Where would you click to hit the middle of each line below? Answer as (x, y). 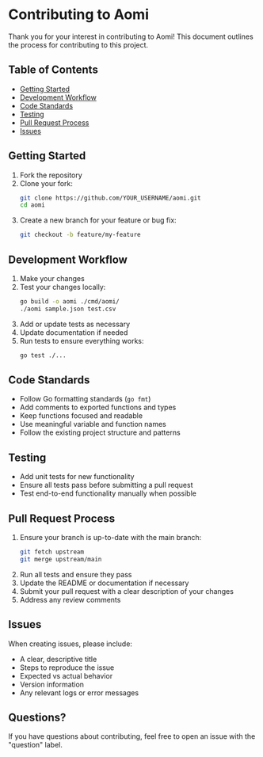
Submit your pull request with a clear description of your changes (126, 591)
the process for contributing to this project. (78, 44)
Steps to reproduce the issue (67, 668)
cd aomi (32, 205)
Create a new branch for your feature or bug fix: (98, 220)
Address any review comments (70, 599)
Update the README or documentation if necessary (104, 583)
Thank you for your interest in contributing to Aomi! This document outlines (131, 36)
